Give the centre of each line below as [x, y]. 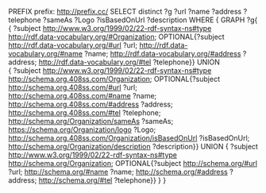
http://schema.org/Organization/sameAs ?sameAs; [91, 121]
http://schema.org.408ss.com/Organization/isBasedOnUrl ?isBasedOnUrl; [129, 138]
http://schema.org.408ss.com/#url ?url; [73, 87]
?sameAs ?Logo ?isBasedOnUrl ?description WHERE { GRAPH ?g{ [150, 20]
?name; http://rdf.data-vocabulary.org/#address [163, 54]
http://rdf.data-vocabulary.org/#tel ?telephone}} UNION [129, 62]
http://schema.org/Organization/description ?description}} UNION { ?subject [133, 147]
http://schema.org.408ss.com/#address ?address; [91, 104]
